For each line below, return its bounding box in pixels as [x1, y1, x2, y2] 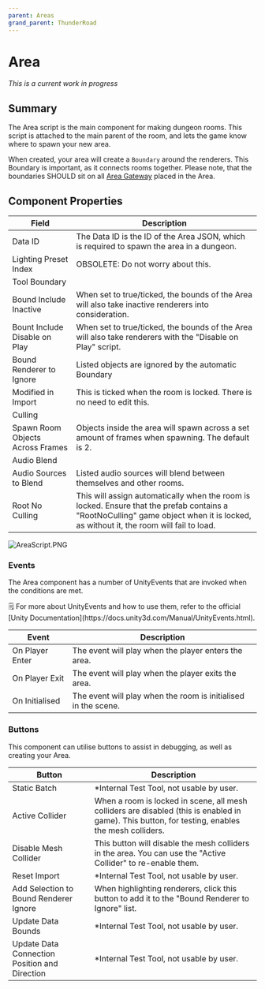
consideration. [76, 309, 129, 320]
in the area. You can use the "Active [94, 847, 226, 858]
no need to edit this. [76, 397, 150, 408]
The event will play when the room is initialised [72, 691, 244, 702]
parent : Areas [8, 11, 55, 20]
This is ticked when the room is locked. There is [76, 387, 252, 398]
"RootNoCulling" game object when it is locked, [76, 510, 252, 521]
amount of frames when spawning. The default [76, 432, 250, 443]
